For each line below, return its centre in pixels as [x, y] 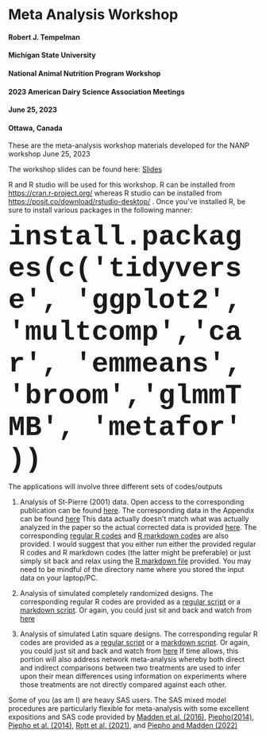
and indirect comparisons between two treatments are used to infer [130, 668]
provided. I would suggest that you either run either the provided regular [138, 544]
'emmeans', [158, 364]
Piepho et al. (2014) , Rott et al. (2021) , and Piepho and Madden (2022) [123, 725]
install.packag [125, 237]
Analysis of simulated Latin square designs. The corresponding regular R [139, 634]
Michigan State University [52, 55]
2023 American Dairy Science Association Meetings [96, 91]
